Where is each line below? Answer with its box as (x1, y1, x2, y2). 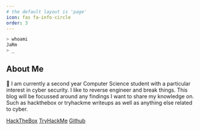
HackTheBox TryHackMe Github (6, 117, 86, 124)
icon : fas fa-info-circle (6, 14, 71, 20)
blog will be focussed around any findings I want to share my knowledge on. (6, 92, 195, 99)
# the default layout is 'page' (6, 8, 87, 15)
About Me (6, 64, 44, 74)
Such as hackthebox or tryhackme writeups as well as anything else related (6, 99, 193, 106)
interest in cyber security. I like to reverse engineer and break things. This (6, 86, 188, 93)
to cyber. (6, 105, 28, 113)
